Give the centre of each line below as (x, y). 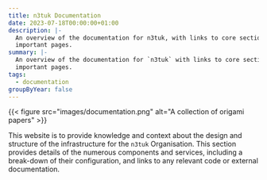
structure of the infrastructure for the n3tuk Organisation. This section (122, 144)
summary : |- (28, 52)
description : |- (35, 30)
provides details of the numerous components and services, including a (126, 152)
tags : (17, 75)
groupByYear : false (41, 89)
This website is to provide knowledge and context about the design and (125, 136)
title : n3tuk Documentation (55, 15)
